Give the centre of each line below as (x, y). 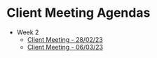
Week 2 (28, 32)
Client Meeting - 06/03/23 (65, 47)
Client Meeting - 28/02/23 (65, 39)
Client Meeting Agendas (78, 13)
